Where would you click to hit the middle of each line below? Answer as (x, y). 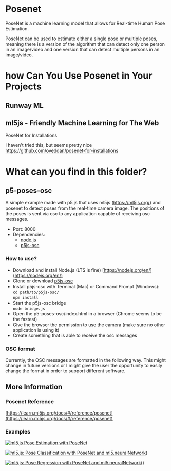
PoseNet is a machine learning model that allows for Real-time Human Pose (85, 23)
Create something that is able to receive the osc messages (75, 335)
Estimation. (17, 28)
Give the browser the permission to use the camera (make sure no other (89, 325)
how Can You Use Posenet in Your (79, 76)
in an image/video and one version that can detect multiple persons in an (82, 49)
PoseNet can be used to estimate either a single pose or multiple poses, (81, 39)
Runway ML (24, 106)
